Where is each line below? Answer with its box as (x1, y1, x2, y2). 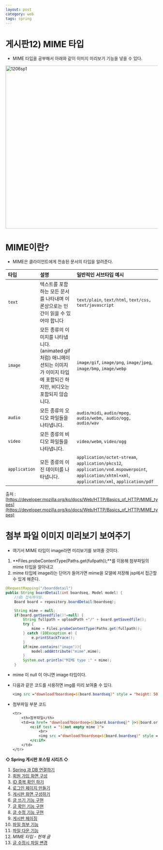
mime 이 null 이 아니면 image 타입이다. (12, 672, 87, 678)
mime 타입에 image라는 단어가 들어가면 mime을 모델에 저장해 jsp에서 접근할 (12, 570, 157, 576)
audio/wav (76, 420, 99, 426)
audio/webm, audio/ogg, (76, 416, 132, 421)
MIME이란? (5, 242, 50, 253)
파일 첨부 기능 (12, 821, 39, 827)
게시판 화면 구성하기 (12, 791, 50, 797)
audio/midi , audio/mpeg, (76, 409, 132, 416)
